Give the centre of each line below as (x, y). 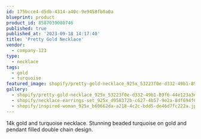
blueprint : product (31, 17)
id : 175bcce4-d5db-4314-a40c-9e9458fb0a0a (60, 12)
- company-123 (29, 51)
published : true (26, 28)
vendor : (16, 45)
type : (13, 56)
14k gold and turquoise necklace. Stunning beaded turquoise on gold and (97, 123)
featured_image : (26, 84)
